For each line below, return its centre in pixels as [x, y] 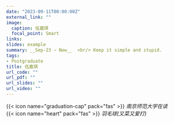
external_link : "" [29, 17]
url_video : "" [24, 89]
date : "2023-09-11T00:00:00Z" [43, 12]
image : [14, 22]
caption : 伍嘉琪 [30, 28]
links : [14, 39]
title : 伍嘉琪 [22, 67]
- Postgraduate [25, 61]
